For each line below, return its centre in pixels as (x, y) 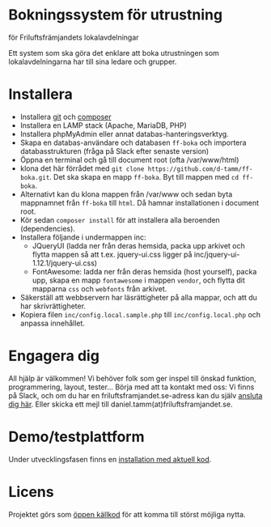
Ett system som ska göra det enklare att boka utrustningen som (114, 53)
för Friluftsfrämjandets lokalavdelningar (74, 37)
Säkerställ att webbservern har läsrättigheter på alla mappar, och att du (138, 297)
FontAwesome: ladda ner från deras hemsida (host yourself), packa (144, 271)
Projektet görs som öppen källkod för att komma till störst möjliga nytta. (127, 514)
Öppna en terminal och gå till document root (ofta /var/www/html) (129, 159)
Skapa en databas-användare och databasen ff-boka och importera (133, 142)
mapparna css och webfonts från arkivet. (100, 288)
